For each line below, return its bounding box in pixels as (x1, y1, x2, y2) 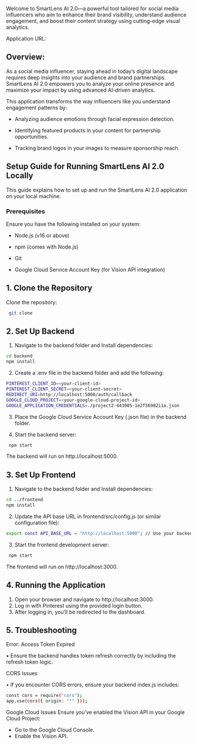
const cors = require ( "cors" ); (6, 693, 83, 699)
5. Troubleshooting (6, 625, 77, 635)
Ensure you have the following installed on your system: (6, 220, 141, 227)
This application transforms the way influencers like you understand (6, 98, 171, 105)
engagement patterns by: (6, 104, 67, 111)
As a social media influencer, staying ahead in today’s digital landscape (6, 68, 178, 75)
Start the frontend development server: (14, 541, 110, 548)
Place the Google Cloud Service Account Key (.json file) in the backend (14, 413, 186, 420)
